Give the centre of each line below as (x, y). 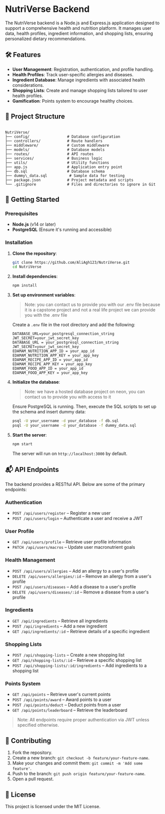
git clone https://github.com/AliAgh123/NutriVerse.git (71, 262)
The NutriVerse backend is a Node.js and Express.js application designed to (82, 23)
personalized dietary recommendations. (46, 39)
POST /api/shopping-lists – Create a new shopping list (68, 655)
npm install (24, 286)
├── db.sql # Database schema (55, 171)
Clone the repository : (35, 253)
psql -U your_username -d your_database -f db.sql (65, 421)
